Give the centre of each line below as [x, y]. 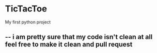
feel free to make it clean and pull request [69, 45]
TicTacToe [26, 9]
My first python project [28, 22]
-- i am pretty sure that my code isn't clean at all [79, 37]
